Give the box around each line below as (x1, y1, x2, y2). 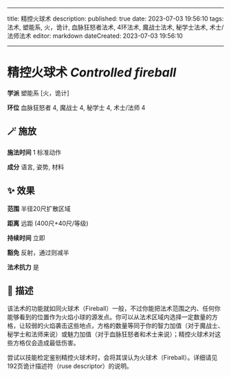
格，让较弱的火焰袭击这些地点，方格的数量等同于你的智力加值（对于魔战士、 (7, 321, 224, 330)
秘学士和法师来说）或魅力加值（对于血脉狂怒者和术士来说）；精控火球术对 (7, 330, 215, 338)
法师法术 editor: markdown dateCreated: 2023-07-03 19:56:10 (7, 32, 184, 40)
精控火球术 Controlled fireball (7, 65, 177, 80)
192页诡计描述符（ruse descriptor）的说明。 (7, 362, 133, 370)
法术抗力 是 (7, 263, 39, 271)
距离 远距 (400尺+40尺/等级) (7, 219, 89, 227)
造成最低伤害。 (36, 338, 80, 347)
